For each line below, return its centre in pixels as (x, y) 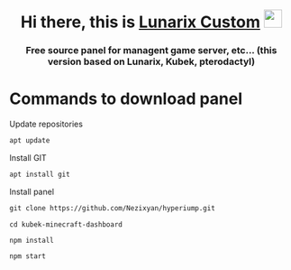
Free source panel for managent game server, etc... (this (151, 51)
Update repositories (46, 124)
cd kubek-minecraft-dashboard (66, 224)
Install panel (32, 191)
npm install (32, 240)
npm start (28, 256)
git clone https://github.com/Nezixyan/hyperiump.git (113, 208)
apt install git (40, 174)
